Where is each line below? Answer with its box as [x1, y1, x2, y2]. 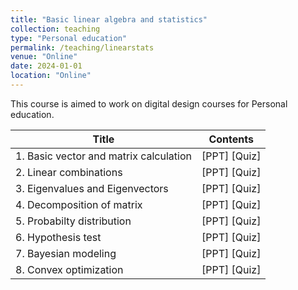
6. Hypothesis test [15, 230, 102, 244]
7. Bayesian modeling [15, 246, 117, 260]
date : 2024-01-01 [10, 61, 83, 71]
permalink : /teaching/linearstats [10, 42, 155, 53]
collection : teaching [10, 24, 101, 34]
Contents [208, 132, 254, 146]
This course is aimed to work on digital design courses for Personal [10, 97, 288, 110]
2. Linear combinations [15, 165, 123, 179]
